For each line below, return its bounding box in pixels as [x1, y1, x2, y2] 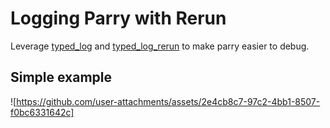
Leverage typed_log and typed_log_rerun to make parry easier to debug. [10, 40, 310, 52]
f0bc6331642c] [10, 106, 75, 118]
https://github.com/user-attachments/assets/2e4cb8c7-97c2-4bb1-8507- [16, 95, 321, 107]
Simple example [10, 69, 113, 86]
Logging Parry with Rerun [10, 7, 227, 30]
